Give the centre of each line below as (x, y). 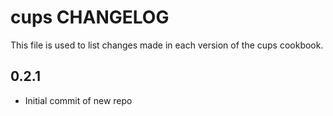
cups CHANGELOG (90, 17)
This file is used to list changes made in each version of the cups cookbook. (167, 45)
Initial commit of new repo (78, 100)
